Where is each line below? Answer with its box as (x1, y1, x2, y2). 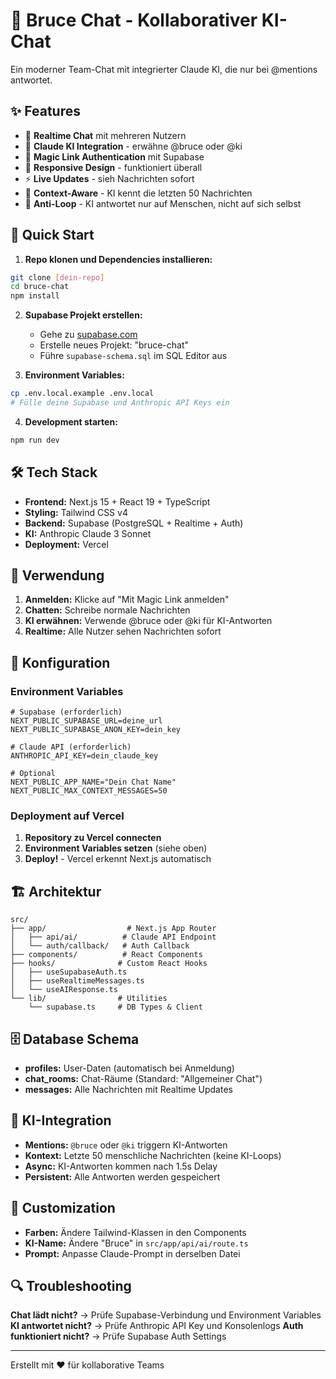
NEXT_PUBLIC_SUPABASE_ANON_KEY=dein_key (10, 725, 182, 735)
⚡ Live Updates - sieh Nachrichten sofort (24, 172, 195, 184)
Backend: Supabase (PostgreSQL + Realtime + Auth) (24, 517, 244, 529)
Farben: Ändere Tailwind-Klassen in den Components (24, 1226, 247, 1238)
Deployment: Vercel (24, 538, 109, 550)
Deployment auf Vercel (10, 809, 125, 823)
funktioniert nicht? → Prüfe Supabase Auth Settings (10, 1330, 227, 1343)
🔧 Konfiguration (10, 654, 111, 671)
